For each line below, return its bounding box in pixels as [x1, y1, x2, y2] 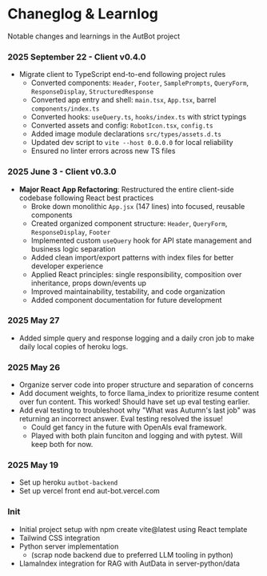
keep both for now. [30, 440, 94, 449]
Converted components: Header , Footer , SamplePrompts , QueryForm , [30, 78, 249, 88]
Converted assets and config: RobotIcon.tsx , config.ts [30, 121, 213, 131]
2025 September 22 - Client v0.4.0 [7, 51, 146, 62]
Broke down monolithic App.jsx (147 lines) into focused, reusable [30, 201, 245, 211]
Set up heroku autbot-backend [18, 477, 118, 487]
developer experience [30, 261, 104, 271]
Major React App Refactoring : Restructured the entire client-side [18, 184, 234, 194]
